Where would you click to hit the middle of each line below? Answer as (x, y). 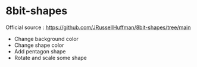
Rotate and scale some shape (50, 58)
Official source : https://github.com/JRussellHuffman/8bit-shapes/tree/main (98, 27)
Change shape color (39, 45)
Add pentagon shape (40, 51)
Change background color (46, 39)
